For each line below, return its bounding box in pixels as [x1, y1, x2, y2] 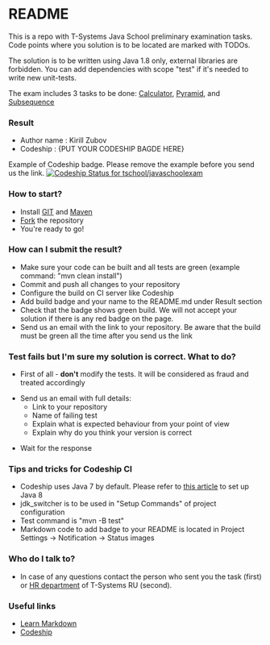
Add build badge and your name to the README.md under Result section [19, 296, 263, 306]
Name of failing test [31, 410, 98, 420]
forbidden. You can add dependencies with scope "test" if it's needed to [8, 64, 249, 73]
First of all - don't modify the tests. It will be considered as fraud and [19, 369, 249, 379]
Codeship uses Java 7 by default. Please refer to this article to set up [19, 481, 250, 492]
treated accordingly [19, 378, 86, 388]
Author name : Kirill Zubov [19, 135, 107, 145]
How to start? [8, 189, 63, 200]
